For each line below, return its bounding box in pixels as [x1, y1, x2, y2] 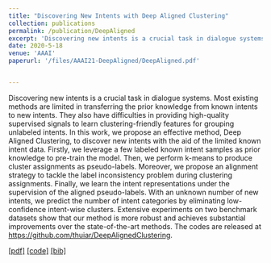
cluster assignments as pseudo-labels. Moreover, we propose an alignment [8, 161, 259, 171]
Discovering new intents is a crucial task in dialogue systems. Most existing [8, 93, 259, 102]
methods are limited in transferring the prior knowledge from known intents [8, 102, 258, 111]
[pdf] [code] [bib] [8, 245, 67, 255]
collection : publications [8, 19, 95, 27]
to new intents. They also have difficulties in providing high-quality [8, 110, 230, 119]
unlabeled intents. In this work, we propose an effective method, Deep [8, 127, 242, 137]
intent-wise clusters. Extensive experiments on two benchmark [48, 204, 257, 214]
